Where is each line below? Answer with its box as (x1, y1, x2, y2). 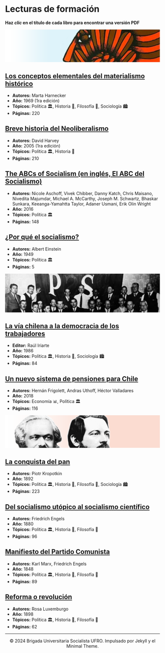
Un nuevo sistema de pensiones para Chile (5, 374, 138, 383)
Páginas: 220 (12, 111, 40, 116)
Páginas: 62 (12, 624, 37, 629)
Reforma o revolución (5, 593, 72, 601)
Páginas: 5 (12, 264, 35, 270)
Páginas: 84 (12, 360, 38, 367)
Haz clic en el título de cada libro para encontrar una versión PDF (5, 20, 140, 26)
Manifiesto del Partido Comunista (5, 548, 110, 556)
